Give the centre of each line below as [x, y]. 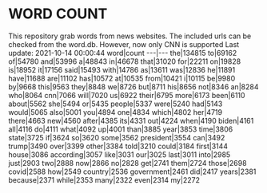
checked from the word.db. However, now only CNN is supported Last [124, 44]
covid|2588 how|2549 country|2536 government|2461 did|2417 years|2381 [132, 171]
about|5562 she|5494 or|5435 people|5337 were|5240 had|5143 [116, 104]
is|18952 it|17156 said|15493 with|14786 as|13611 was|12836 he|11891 [122, 69]
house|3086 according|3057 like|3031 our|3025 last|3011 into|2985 [120, 154]
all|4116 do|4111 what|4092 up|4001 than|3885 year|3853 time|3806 [121, 129]
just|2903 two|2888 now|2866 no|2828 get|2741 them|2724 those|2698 [128, 163]
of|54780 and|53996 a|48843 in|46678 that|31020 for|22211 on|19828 [125, 61]
